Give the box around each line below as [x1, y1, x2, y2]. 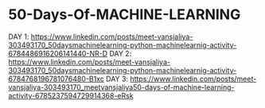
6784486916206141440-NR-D [8, 48, 108, 58]
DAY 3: [106, 74, 129, 83]
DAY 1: [8, 32, 29, 41]
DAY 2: [109, 48, 132, 58]
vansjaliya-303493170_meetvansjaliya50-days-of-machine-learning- [8, 82, 235, 92]
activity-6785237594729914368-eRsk [8, 91, 134, 100]
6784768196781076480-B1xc [8, 74, 105, 83]
